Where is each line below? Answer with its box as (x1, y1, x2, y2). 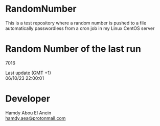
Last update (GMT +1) (5, 70, 51, 76)
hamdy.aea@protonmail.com (5, 115, 66, 121)
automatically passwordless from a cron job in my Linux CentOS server (5, 25, 155, 31)
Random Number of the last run (5, 43, 142, 55)
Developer (5, 93, 50, 105)
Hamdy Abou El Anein (5, 110, 52, 116)
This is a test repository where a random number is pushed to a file (5, 20, 147, 26)
